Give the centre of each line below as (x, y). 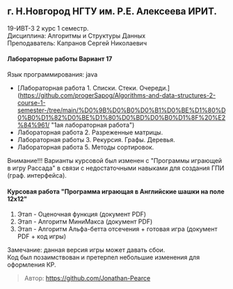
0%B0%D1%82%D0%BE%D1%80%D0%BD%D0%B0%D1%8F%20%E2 (121, 118)
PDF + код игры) (42, 237)
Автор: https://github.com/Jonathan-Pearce (87, 279)
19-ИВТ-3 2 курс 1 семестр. (48, 28)
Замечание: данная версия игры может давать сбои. (86, 250)
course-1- (31, 103)
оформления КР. (32, 265)
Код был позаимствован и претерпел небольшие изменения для (104, 258)
